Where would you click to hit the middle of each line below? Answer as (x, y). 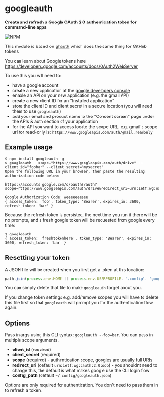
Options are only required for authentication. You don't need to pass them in (82, 385)
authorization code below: (32, 176)
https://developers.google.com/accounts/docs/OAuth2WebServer (72, 66)
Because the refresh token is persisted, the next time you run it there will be (81, 215)
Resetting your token (37, 258)
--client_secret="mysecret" (75, 167)
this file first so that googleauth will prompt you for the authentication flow (79, 303)
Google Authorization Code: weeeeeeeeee (47, 197)
